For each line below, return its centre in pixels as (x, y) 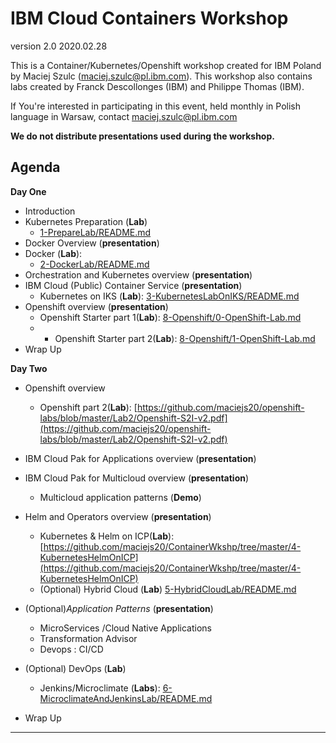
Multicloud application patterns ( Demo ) (120, 497)
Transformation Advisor (88, 638)
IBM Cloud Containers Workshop (149, 18)
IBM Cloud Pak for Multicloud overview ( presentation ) (137, 478)
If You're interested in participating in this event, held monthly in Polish (155, 106)
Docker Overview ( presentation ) (92, 243)
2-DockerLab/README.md (94, 264)
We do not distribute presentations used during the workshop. (142, 136)
